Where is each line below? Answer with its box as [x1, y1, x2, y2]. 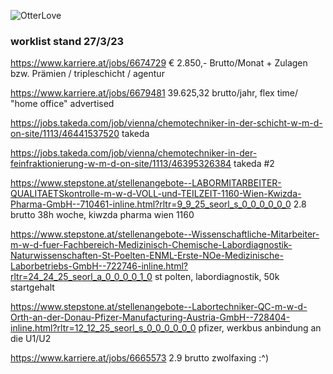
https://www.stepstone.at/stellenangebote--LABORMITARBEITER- [10, 177, 282, 189]
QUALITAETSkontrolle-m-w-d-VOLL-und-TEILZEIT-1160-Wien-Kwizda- [10, 188, 302, 200]
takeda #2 [233, 158, 275, 170]
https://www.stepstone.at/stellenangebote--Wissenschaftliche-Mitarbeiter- [10, 228, 320, 240]
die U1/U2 [10, 333, 52, 345]
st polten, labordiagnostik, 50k [154, 271, 280, 283]
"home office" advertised [10, 98, 115, 110]
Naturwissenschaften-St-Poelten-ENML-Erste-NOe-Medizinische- [10, 250, 284, 262]
